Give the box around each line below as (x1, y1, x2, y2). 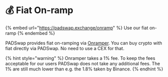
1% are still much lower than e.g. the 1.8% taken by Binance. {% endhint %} (5, 66, 163, 72)
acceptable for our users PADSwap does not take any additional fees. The (5, 60, 160, 66)
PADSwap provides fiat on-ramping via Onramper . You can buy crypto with (5, 40, 162, 46)
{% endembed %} (17, 30, 55, 36)
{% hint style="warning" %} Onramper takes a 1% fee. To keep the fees (5, 55, 155, 61)
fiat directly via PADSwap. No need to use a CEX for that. (5, 45, 125, 51)
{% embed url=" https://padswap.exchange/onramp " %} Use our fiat (5, 24, 149, 31)
